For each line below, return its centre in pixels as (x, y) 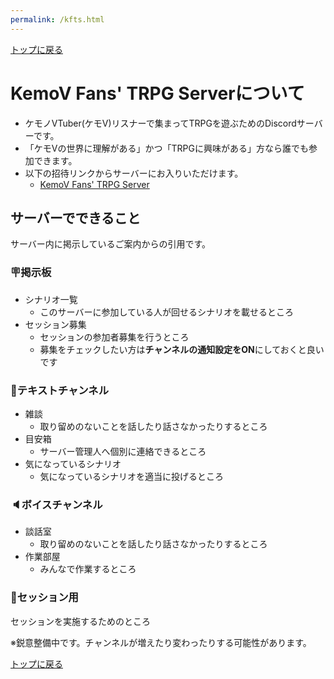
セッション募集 (55, 324)
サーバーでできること (76, 217)
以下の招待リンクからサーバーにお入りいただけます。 (134, 173)
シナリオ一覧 (51, 299)
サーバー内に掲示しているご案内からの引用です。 (111, 244)
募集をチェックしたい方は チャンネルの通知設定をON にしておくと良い (182, 349)
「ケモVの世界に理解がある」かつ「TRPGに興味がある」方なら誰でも (166, 148)
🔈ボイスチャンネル (56, 504)
